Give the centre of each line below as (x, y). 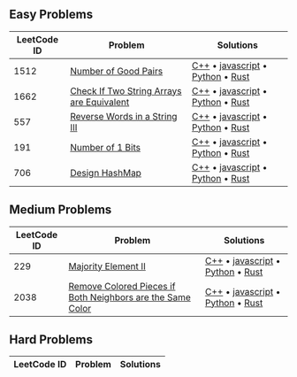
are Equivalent (100, 102)
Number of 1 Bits (106, 147)
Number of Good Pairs (117, 71)
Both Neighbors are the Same (130, 297)
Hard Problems (51, 340)
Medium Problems (61, 210)
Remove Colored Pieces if (122, 286)
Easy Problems (51, 15)
